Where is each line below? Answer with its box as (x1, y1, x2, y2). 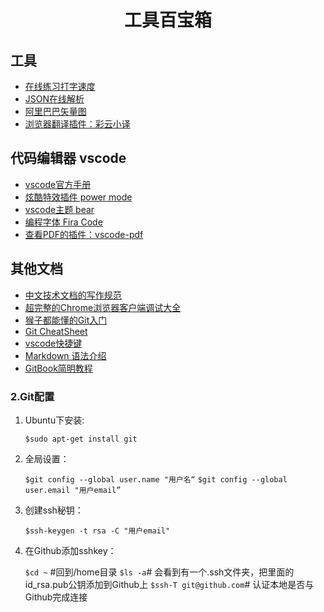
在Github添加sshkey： (24, 544, 117, 556)
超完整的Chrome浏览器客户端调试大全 (24, 301, 182, 313)
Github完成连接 (24, 591, 88, 603)
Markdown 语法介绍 (24, 349, 107, 361)
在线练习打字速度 (24, 81, 96, 92)
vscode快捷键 (24, 337, 83, 349)
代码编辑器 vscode (10, 150, 127, 167)
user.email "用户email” (24, 485, 122, 495)
